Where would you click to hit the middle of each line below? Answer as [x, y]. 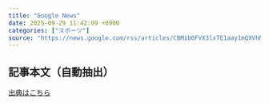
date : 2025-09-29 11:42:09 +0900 [64, 23]
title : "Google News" [44, 16]
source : [21, 38]
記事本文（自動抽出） [61, 72]
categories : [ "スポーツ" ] [49, 30]
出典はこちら [29, 93]
